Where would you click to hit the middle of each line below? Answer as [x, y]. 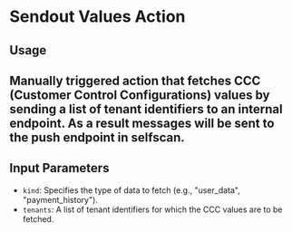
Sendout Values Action [97, 17]
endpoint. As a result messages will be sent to [142, 123]
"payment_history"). [60, 199]
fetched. [38, 218]
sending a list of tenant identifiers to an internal [146, 109]
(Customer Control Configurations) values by [140, 95]
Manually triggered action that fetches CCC [135, 80]
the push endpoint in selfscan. [97, 137]
